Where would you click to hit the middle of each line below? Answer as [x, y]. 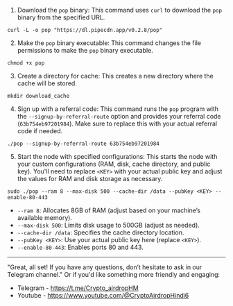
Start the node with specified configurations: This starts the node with [117, 156]
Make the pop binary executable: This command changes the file [109, 43]
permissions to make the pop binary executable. [85, 50]
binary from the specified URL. [61, 17]
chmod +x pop [26, 63]
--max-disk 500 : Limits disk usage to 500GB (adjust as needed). [108, 225]
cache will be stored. [47, 83]
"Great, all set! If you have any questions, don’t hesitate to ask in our [105, 267]
